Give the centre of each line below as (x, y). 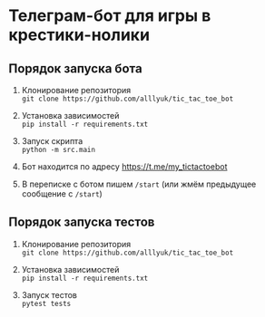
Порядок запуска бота (75, 68)
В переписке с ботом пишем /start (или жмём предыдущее (139, 184)
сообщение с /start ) (62, 194)
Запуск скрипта (52, 141)
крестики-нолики (79, 35)
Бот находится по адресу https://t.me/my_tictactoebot (124, 167)
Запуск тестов (49, 294)
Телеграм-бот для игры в (110, 16)
